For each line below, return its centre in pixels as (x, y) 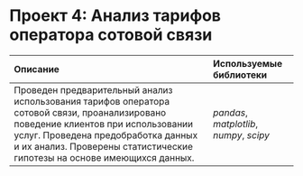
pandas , (230, 112)
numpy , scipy (242, 134)
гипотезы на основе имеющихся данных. (104, 157)
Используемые (248, 63)
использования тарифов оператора (92, 101)
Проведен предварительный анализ (93, 89)
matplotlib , (236, 124)
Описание (37, 69)
